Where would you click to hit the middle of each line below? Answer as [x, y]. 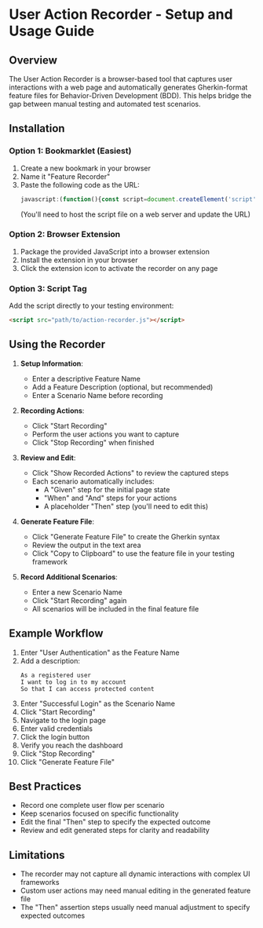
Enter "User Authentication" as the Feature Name [100, 652]
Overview [33, 60]
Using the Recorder [57, 344]
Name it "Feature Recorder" [65, 176]
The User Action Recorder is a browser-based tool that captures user [121, 79]
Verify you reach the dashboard [71, 745]
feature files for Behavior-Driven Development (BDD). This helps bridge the [130, 95]
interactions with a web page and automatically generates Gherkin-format [128, 87]
